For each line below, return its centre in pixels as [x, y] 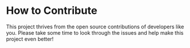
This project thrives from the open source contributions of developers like [95, 27]
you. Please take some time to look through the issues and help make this [95, 32]
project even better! [30, 39]
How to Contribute [52, 11]
